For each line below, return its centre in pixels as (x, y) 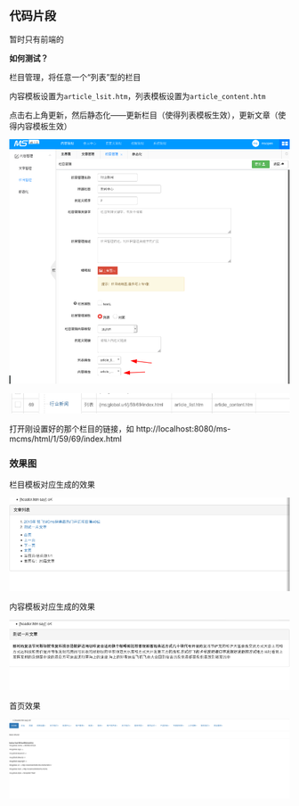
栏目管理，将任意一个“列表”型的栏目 (75, 77)
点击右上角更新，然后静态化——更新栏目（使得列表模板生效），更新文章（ (144, 115)
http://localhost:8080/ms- (183, 429)
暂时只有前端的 (36, 39)
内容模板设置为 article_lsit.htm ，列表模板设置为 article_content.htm (137, 95)
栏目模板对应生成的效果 (52, 485)
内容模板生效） (44, 126)
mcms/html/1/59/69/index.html (65, 439)
